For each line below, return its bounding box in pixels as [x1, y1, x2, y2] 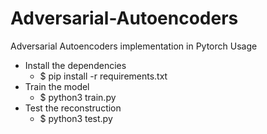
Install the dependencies [24, 59, 127, 71]
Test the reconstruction [24, 102, 122, 114]
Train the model [24, 80, 90, 92]
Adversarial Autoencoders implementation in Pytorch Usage [10, 40, 258, 52]
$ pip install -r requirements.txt [39, 70, 168, 82]
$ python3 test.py [39, 112, 113, 124]
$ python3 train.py [39, 91, 117, 103]
